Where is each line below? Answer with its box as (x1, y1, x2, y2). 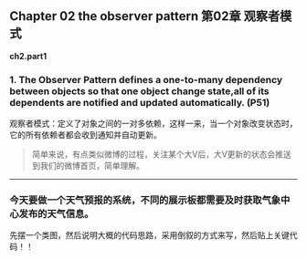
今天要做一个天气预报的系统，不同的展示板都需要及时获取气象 (9, 194, 281, 207)
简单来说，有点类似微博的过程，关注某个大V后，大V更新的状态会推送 (31, 149, 292, 160)
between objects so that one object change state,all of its (9, 85, 270, 98)
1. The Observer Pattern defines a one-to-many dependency (9, 73, 283, 86)
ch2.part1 (9, 50, 48, 61)
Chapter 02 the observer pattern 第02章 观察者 (9, 8, 281, 25)
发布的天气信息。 (18, 208, 94, 221)
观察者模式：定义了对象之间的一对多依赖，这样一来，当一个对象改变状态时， (9, 118, 298, 130)
